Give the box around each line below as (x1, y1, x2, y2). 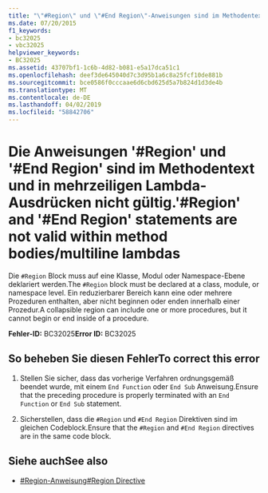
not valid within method (8, 228, 168, 246)
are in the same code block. (19, 431, 112, 440)
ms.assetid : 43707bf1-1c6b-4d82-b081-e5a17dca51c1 (8, 64, 180, 72)
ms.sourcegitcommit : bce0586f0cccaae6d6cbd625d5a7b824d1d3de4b (8, 78, 223, 86)
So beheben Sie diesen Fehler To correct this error (8, 352, 260, 366)
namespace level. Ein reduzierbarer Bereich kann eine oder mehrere (8, 288, 233, 297)
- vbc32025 (8, 42, 45, 50)
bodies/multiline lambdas (8, 245, 181, 263)
